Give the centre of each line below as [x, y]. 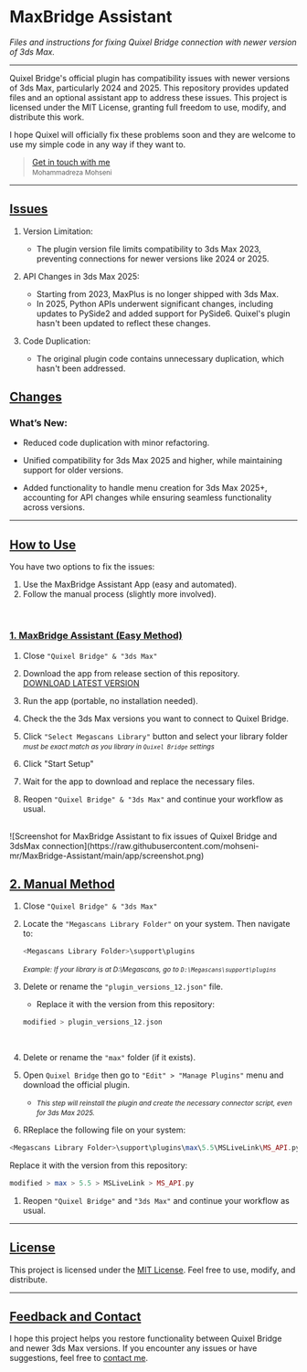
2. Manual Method [63, 884]
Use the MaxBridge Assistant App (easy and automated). [130, 585]
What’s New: [39, 423]
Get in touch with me [71, 162]
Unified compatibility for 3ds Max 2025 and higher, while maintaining [153, 461]
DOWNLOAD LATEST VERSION [81, 683]
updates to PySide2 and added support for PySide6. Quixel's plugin [163, 314]
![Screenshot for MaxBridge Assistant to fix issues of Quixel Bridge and [143, 836]
